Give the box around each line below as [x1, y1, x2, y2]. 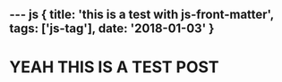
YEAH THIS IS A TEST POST [9, 57, 219, 77]
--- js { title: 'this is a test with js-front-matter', [9, 7, 275, 22]
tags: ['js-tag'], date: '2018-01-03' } [9, 21, 215, 37]
